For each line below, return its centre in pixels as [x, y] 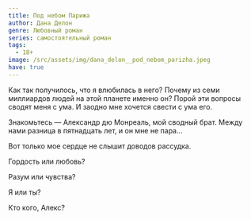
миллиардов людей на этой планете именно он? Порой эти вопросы [125, 98]
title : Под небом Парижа [49, 15]
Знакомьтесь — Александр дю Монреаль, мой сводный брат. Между [125, 122]
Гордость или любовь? [47, 161]
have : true [26, 68]
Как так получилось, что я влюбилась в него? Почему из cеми [114, 90]
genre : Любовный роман [46, 30]
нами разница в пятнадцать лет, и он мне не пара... [96, 130]
